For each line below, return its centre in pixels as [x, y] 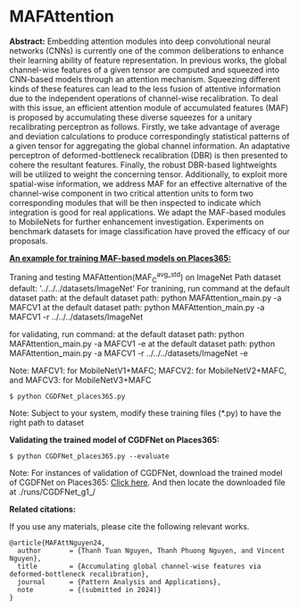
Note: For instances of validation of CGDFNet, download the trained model [146, 473]
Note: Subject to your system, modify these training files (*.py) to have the [145, 413]
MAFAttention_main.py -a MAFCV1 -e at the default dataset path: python [142, 344]
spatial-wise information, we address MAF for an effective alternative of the [148, 183]
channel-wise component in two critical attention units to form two [132, 193]
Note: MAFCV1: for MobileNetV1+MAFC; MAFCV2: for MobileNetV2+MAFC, [148, 371]
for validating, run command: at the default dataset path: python [127, 335]
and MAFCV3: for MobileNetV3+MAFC [80, 380]
